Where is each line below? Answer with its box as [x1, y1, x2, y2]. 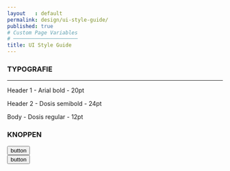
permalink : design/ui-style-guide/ [7, 16, 109, 23]
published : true [7, 23, 53, 29]
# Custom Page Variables [7, 29, 78, 36]
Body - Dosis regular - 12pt [7, 113, 84, 121]
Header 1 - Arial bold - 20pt [7, 86, 84, 94]
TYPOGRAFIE [7, 64, 53, 74]
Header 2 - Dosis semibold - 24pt [7, 100, 102, 108]
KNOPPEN [7, 130, 42, 140]
